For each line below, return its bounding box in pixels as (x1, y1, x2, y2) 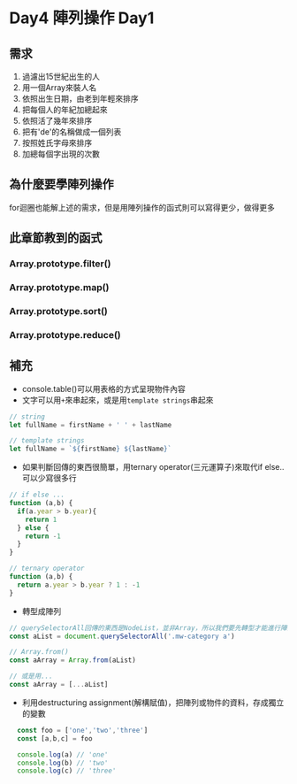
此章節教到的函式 (9, 231, 103, 246)
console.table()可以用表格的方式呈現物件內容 (21, 383, 186, 394)
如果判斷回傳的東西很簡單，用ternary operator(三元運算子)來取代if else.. (21, 462, 285, 473)
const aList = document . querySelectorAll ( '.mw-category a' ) (9, 632, 236, 641)
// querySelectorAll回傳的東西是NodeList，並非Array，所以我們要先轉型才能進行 (9, 623, 281, 633)
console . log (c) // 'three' (17, 766, 117, 775)
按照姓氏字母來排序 (21, 138, 93, 148)
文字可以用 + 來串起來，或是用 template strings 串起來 (21, 395, 214, 405)
